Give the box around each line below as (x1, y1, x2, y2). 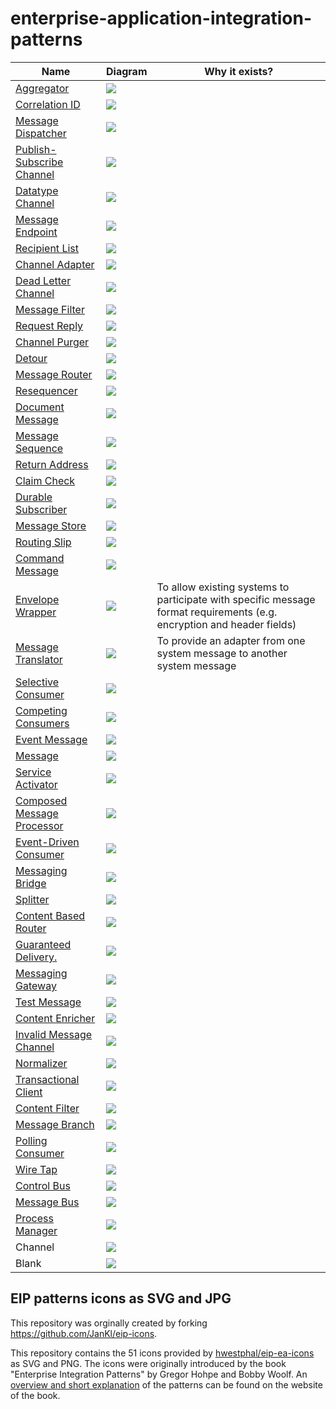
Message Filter (15, 302, 85, 316)
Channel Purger (15, 335, 90, 349)
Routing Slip (15, 535, 72, 549)
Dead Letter (15, 273, 72, 287)
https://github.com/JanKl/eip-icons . (10, 1327, 158, 1339)
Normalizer (15, 1056, 68, 1070)
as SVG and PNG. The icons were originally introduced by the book (10, 1357, 287, 1369)
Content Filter (15, 1101, 80, 1115)
